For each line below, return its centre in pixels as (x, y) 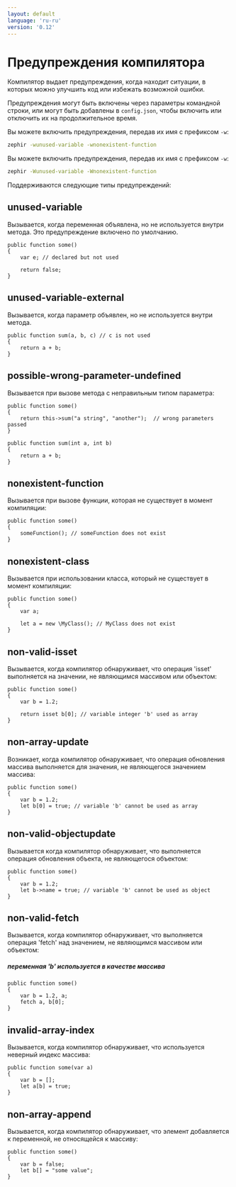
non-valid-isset (43, 652)
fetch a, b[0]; (43, 1002)
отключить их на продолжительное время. (73, 118)
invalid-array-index (51, 1030)
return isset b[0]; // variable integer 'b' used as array (109, 714)
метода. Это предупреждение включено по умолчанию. (93, 232)
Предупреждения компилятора (106, 62)
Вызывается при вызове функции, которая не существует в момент (110, 500)
